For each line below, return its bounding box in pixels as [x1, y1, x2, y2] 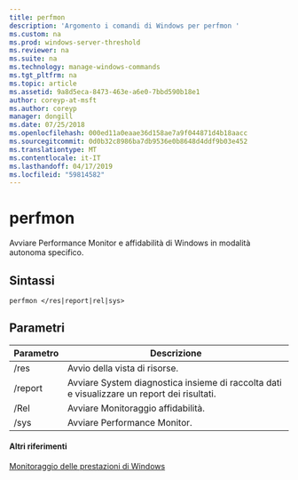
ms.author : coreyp [9, 104, 77, 113]
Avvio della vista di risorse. [67, 362, 179, 374]
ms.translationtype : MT [9, 145, 98, 154]
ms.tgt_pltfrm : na [9, 71, 77, 80]
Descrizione [149, 347, 202, 359]
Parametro [13, 347, 59, 359]
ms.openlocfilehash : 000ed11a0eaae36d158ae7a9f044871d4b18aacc [9, 129, 248, 138]
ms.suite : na [9, 54, 58, 63]
